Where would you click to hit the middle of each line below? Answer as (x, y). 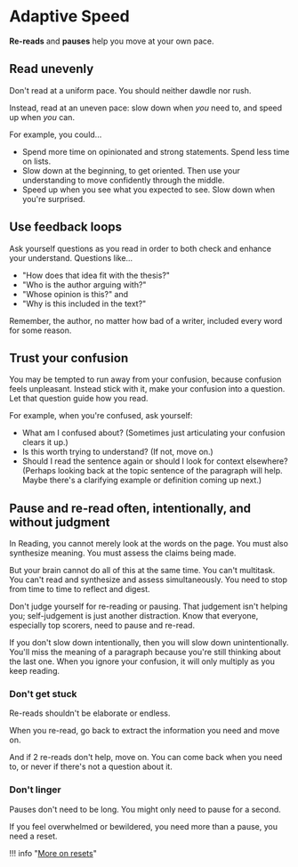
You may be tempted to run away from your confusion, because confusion (145, 379)
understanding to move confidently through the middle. (123, 180)
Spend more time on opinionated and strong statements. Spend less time (156, 151)
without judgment (60, 522)
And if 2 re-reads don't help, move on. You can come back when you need (146, 758)
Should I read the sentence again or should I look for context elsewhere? (155, 461)
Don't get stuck (43, 694)
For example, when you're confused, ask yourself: (101, 416)
